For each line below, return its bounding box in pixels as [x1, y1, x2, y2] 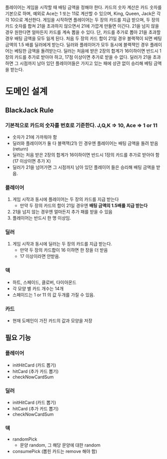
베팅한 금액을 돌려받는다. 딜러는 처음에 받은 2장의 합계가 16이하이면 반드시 [14, 48, 159, 54]
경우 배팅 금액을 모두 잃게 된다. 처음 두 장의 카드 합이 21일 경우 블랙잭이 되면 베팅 [5, 35, 162, 41]
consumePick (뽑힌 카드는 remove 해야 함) [12, 449, 97, 455]
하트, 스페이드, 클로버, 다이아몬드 [12, 279, 77, 285]
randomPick [12, 436, 37, 442]
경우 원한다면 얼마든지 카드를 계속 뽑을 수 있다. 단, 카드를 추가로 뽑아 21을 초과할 [5, 29, 161, 35]
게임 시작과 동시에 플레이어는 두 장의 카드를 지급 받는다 [12, 196, 119, 203]
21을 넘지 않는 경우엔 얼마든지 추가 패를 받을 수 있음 [12, 209, 113, 215]
